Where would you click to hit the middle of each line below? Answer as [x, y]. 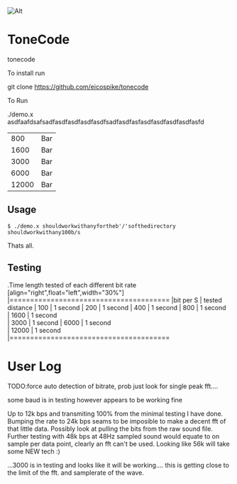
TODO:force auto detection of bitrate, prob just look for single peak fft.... [113, 386]
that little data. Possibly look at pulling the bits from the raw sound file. [110, 429]
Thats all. [21, 246]
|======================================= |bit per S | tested [115, 300]
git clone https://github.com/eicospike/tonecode [78, 87]
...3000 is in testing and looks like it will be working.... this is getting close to [118, 465]
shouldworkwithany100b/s [44, 232]
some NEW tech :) [34, 451]
